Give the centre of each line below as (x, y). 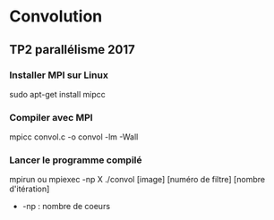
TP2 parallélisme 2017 (73, 50)
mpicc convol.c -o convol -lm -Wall (74, 137)
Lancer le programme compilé (76, 160)
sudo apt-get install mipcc (57, 94)
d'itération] (30, 189)
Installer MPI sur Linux (59, 75)
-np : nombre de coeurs (66, 207)
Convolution (56, 17)
